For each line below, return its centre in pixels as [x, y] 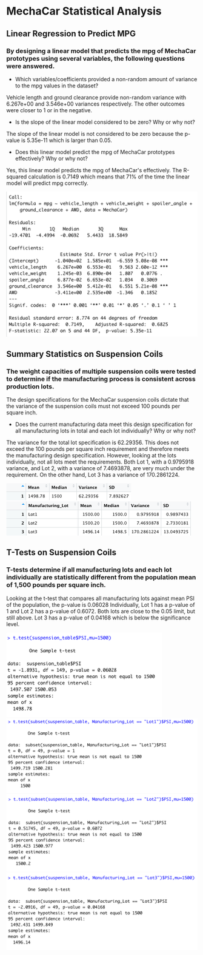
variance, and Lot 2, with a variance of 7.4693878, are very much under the [101, 468]
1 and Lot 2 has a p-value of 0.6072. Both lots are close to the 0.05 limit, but [101, 611]
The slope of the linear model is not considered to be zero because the [95, 133]
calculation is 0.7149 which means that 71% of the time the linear [109, 177]
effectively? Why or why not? [51, 158]
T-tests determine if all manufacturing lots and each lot [89, 570]
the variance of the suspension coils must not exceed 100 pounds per [93, 406]
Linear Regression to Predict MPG [71, 34]
